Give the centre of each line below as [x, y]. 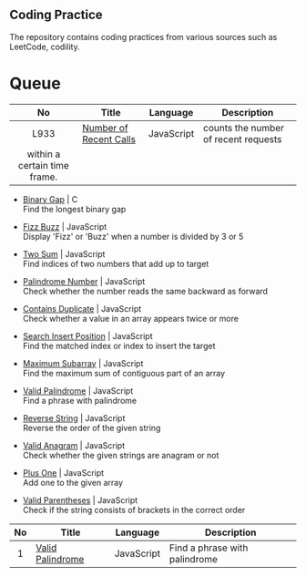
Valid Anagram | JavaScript [74, 445]
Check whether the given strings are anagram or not [121, 455]
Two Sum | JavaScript [64, 253]
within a [44, 154]
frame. [44, 177]
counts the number [244, 128]
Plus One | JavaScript [63, 472]
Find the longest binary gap [74, 209]
